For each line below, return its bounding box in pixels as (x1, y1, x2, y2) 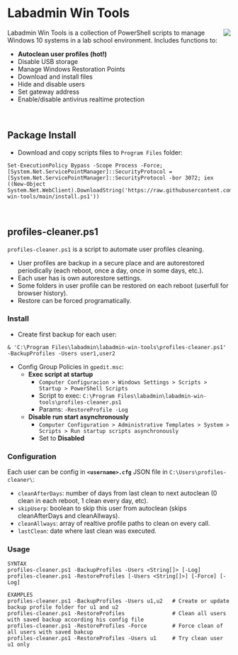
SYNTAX (7, 561, 27, 568)
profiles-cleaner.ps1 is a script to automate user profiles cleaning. (7, 245, 204, 253)
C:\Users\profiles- (169, 469, 227, 476)
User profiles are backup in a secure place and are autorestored (17, 258, 205, 267)
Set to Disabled (38, 434, 85, 442)
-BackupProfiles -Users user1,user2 (7, 350, 115, 357)
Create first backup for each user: (17, 330, 117, 338)
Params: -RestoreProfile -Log (38, 404, 129, 413)
